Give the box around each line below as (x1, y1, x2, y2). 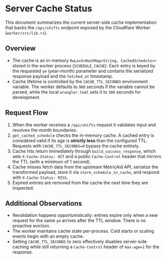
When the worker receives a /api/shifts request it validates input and (12, 122, 156, 128)
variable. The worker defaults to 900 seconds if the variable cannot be (12, 84, 155, 90)
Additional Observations (5, 199, 82, 208)
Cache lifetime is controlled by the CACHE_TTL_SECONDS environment (12, 78, 148, 84)
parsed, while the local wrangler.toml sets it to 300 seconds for (12, 89, 141, 95)
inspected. (12, 185, 34, 191)
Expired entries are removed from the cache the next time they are (12, 179, 149, 186)
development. (12, 94, 41, 100)
